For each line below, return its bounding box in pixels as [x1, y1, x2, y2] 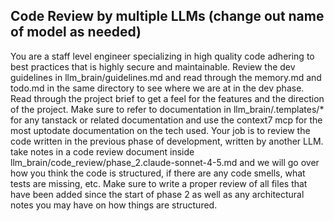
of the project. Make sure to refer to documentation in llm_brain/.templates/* [10, 103, 325, 115]
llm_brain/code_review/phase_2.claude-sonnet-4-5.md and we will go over [10, 156, 320, 168]
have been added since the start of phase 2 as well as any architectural [10, 188, 305, 200]
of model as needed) [10, 24, 142, 41]
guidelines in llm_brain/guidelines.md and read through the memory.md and [10, 71, 322, 83]
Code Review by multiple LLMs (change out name [10, 8, 325, 25]
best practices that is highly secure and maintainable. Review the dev [10, 60, 296, 73]
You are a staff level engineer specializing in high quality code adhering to [10, 50, 315, 62]
